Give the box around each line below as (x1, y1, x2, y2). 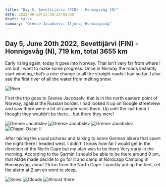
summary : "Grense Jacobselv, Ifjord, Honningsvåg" (5, 21, 112, 26)
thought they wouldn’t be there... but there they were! (5, 111, 114, 117)
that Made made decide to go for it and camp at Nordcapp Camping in (5, 156, 149, 162)
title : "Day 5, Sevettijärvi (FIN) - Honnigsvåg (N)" (5, 7, 119, 12)
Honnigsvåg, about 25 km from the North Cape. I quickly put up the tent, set (5, 162, 161, 168)
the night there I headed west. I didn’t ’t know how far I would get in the (5, 140, 151, 146)
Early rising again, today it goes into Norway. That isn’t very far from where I (5, 60, 161, 66)
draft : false (5, 16, 32, 21)
